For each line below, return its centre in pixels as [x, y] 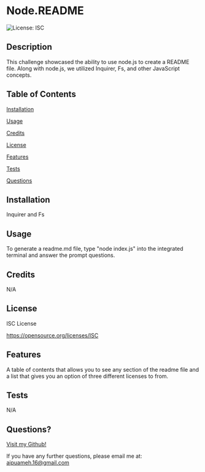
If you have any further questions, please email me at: [74, 456]
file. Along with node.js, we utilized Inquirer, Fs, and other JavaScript [93, 68]
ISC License [21, 323]
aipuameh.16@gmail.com [38, 463]
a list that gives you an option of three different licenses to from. [87, 376]
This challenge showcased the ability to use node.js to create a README [98, 61]
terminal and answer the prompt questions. [61, 255]
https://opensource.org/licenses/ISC [52, 335]
